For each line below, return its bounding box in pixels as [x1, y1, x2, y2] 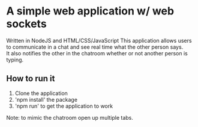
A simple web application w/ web [6, 4, 175, 18]
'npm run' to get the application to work [14, 102, 113, 110]
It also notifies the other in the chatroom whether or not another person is [6, 49, 188, 57]
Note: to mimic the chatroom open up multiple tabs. [6, 114, 134, 121]
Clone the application [14, 89, 68, 97]
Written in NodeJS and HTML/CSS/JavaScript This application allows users [6, 37, 192, 44]
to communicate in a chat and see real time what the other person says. [6, 43, 184, 51]
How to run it [6, 73, 55, 84]
